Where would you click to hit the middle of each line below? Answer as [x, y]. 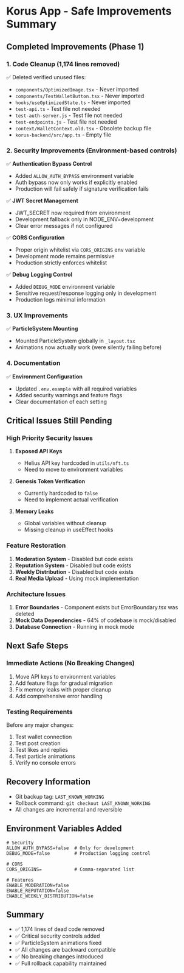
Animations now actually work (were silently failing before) [88, 347]
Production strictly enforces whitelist [61, 263]
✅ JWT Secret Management [43, 201]
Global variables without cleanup [65, 523]
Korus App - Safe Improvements [89, 11]
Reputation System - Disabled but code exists [73, 565]
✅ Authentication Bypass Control [49, 164]
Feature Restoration [36, 545]
